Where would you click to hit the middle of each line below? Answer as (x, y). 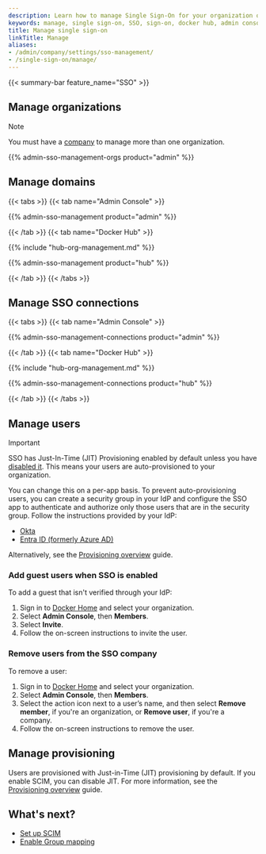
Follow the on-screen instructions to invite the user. (103, 633)
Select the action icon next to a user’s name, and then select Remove (133, 703)
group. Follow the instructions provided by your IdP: (93, 515)
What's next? (42, 814)
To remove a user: (38, 671)
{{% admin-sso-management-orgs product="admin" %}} (101, 157)
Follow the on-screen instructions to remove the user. (107, 728)
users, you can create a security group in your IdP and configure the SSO (128, 499)
